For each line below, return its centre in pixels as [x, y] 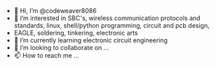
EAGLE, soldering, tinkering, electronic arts [76, 33]
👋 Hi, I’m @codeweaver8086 [55, 11]
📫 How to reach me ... [46, 55]
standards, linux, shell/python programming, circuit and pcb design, [112, 25]
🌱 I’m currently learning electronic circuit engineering [91, 40]
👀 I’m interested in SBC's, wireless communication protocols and [107, 18]
